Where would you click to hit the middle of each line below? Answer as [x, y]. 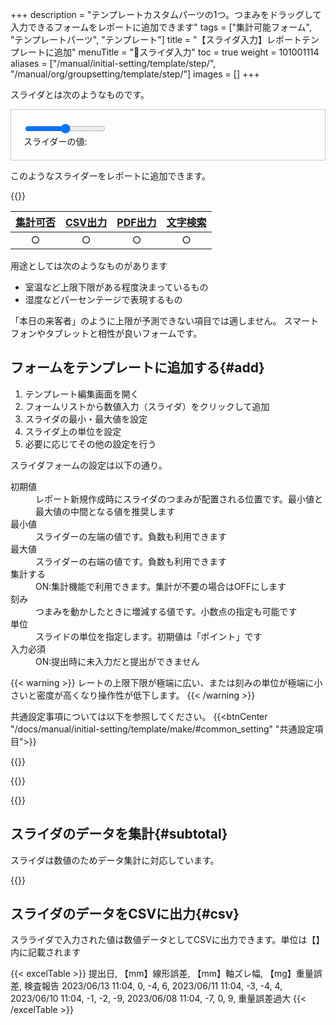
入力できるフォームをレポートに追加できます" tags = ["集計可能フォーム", [161, 27]
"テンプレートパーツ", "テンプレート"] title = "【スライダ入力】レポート [156, 39]
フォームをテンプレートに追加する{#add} [137, 368]
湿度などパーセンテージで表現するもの [103, 299]
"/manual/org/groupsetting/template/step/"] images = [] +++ [135, 74]
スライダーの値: [55, 141]
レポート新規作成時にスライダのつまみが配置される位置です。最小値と [179, 499]
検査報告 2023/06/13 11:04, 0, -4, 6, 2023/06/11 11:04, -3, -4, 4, [153, 986]
